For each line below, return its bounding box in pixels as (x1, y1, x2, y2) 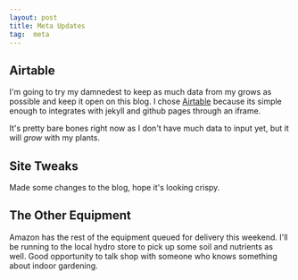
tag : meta (9, 30, 50, 38)
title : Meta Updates (9, 21, 87, 30)
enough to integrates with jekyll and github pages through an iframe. (9, 106, 261, 116)
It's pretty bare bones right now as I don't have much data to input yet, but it (9, 123, 290, 134)
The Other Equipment (9, 208, 132, 224)
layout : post (9, 13, 58, 22)
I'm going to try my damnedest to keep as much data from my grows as (9, 87, 272, 98)
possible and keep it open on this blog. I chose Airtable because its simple (9, 96, 283, 107)
